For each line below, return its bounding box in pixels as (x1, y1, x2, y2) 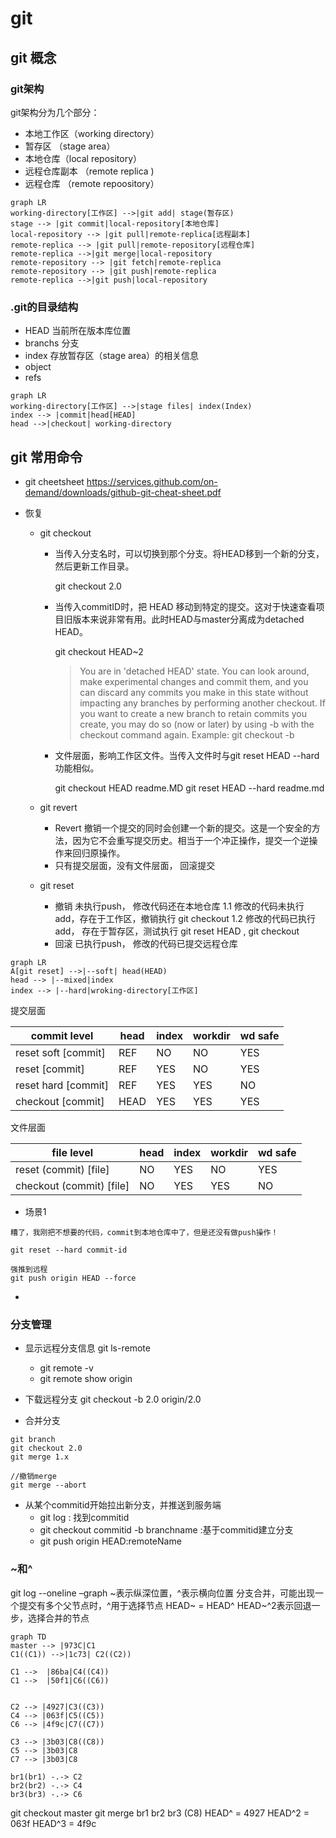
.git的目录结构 (10, 300, 79, 314)
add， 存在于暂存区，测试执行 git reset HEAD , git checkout (54, 925, 300, 937)
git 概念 (10, 49, 57, 66)
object (24, 361, 52, 373)
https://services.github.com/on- (86, 475, 218, 487)
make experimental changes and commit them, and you (79, 675, 309, 687)
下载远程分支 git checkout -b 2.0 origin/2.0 (24, 1393, 202, 1406)
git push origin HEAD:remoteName (39, 1535, 182, 1547)
